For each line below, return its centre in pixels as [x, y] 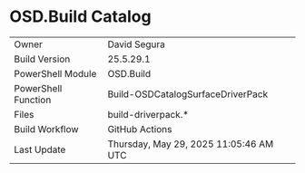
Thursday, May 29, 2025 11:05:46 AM [191, 144]
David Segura [137, 44]
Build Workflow [46, 129]
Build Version [42, 59]
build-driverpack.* [148, 114]
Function [33, 100]
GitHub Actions [140, 129]
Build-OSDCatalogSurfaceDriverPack [188, 94]
